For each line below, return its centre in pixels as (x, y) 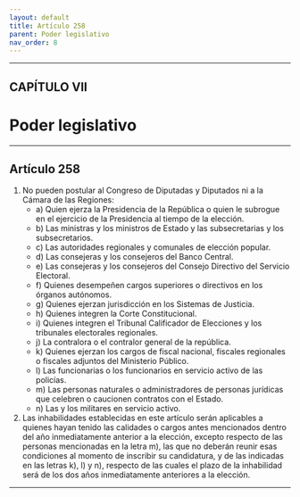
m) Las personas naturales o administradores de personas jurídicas (159, 390)
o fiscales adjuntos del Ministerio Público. (112, 361)
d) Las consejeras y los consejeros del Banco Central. (134, 257)
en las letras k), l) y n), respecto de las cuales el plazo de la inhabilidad (152, 466)
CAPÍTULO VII (48, 87)
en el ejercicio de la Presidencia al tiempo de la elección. (140, 219)
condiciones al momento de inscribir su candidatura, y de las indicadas (153, 456)
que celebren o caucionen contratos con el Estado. (129, 399)
